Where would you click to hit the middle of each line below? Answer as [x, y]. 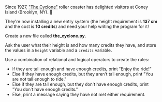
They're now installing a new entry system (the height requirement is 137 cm [81, 21]
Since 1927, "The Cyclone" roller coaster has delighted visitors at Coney [77, 7]
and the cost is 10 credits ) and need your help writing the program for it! [77, 26]
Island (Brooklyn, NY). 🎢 [29, 12]
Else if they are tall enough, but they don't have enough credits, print [80, 84]
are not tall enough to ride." [39, 79]
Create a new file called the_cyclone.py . [45, 36]
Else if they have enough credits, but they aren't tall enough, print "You [82, 74]
